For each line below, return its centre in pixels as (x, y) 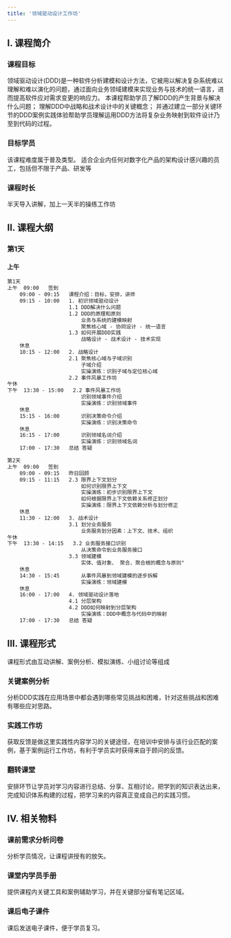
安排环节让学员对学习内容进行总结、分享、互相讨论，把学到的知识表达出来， (115, 786)
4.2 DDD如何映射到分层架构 (102, 608)
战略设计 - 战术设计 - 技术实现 (121, 339)
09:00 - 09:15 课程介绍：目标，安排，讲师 (77, 295)
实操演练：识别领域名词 (109, 442)
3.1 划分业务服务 (90, 524)
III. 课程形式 (32, 644)
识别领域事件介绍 (101, 397)
